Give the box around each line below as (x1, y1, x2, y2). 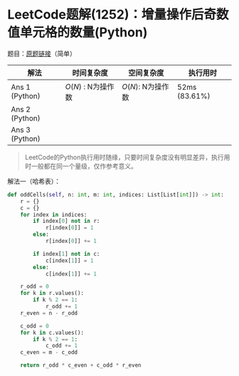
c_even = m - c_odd (20, 349, 78, 356)
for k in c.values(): (20, 329, 84, 336)
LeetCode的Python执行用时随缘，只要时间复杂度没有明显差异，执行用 (24, 152, 230, 161)
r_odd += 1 (45, 303, 78, 310)
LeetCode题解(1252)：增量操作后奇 (7, 6, 217, 23)
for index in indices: (20, 211, 87, 218)
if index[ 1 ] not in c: (33, 250, 100, 257)
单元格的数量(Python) (20, 24, 148, 41)
